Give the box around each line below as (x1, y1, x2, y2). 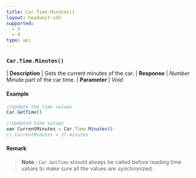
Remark (6, 144, 27, 152)
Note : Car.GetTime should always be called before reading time (21, 158, 182, 166)
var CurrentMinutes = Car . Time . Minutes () (6, 126, 114, 132)
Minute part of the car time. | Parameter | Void (6, 76, 123, 84)
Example (6, 90, 29, 98)
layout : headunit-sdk (6, 15, 62, 21)
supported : (6, 20, 34, 26)
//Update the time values (6, 104, 72, 110)
